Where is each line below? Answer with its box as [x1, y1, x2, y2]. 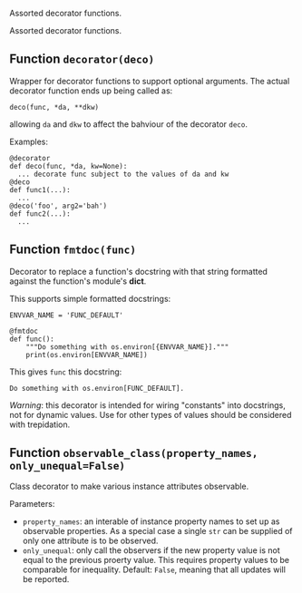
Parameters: [9, 499, 55, 510]
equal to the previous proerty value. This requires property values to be [22, 555, 290, 566]
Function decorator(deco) [9, 52, 155, 67]
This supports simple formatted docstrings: [9, 293, 171, 304]
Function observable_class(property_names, [9, 445, 258, 461]
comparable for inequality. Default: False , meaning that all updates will [22, 564, 286, 575]
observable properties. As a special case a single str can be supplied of [22, 526, 293, 537]
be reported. [22, 574, 70, 585]
